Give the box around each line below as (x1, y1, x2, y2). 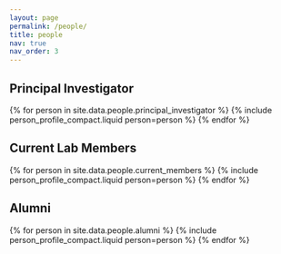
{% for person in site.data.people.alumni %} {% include (9, 224, 217, 236)
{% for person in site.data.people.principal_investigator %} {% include (9, 104, 273, 115)
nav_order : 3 (9, 47, 59, 56)
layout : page (9, 13, 59, 23)
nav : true (9, 38, 47, 48)
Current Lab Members (9, 141, 137, 156)
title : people (9, 30, 64, 39)
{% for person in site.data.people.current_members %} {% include (9, 164, 259, 175)
